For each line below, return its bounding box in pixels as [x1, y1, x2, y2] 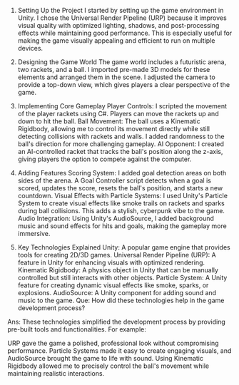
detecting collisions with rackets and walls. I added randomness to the [17, 132, 225, 140]
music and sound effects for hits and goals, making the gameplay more [17, 222, 227, 230]
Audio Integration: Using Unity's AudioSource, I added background [17, 214, 214, 222]
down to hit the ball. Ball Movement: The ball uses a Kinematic [17, 117, 201, 125]
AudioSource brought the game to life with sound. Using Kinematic [7, 354, 204, 362]
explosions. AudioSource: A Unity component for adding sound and [17, 289, 216, 297]
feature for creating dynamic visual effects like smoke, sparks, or [17, 281, 209, 289]
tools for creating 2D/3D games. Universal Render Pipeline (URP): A [17, 251, 216, 259]
